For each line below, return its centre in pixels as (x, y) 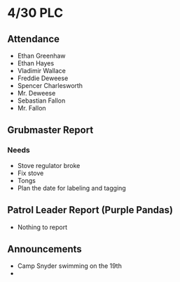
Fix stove (30, 173)
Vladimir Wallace (42, 71)
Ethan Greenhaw (41, 56)
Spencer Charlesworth (50, 85)
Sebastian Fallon (41, 101)
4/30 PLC (35, 13)
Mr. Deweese (36, 93)
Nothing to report (42, 227)
